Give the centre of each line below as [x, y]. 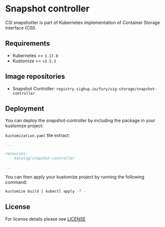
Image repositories [35, 77]
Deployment [25, 109]
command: [16, 182]
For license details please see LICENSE [45, 219]
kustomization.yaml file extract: [37, 136]
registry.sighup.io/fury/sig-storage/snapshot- [107, 89]
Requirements [27, 44]
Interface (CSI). [21, 27]
